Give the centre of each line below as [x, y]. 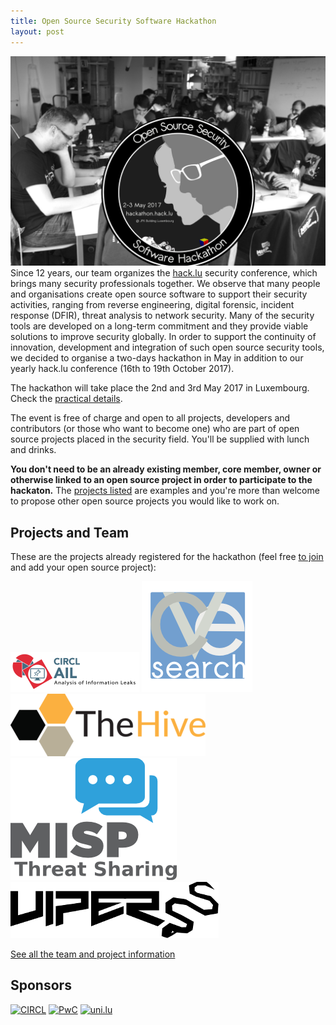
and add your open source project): [83, 567]
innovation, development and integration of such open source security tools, [167, 347]
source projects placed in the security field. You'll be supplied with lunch [160, 439]
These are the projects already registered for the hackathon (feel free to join [167, 556]
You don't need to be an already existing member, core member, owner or [166, 469]
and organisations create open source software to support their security [159, 294]
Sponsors [41, 985]
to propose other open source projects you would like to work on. [145, 501]
